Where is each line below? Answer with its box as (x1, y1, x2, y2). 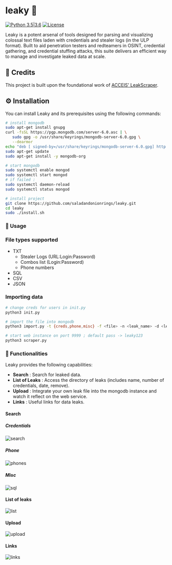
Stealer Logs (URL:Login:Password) (20, 254, 96, 260)
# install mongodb (5, 120, 45, 125)
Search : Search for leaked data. (12, 372, 82, 378)
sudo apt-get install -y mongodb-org (5, 153, 86, 159)
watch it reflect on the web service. (12, 394, 88, 400)
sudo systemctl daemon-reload (5, 182, 70, 187)
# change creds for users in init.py (5, 305, 86, 310)
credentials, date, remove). (12, 382, 70, 389)
